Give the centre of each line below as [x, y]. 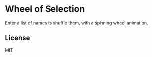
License [18, 38]
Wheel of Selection [45, 9]
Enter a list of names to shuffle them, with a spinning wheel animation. [76, 23]
